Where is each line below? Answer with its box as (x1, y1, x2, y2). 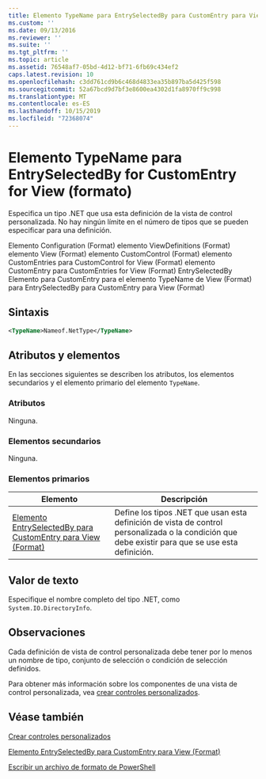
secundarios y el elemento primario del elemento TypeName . (8, 378, 200, 388)
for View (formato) (8, 183, 133, 200)
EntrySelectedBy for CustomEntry (8, 165, 237, 184)
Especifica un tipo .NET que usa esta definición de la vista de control (8, 208, 233, 218)
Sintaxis (8, 306, 50, 319)
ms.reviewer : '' (8, 33, 62, 42)
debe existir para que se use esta (114, 537, 238, 548)
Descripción (161, 494, 208, 505)
